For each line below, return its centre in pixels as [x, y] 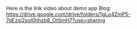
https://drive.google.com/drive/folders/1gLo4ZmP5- [68, 14]
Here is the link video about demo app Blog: [59, 8]
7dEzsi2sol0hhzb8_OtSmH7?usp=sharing [56, 20]
